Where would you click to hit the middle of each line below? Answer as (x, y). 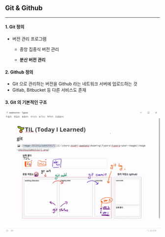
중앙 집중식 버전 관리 (39, 49)
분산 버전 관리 (32, 60)
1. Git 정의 (15, 27)
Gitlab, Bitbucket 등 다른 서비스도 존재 (49, 90)
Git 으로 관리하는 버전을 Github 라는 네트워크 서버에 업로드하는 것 (75, 84)
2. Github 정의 (19, 72)
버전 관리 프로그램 (29, 39)
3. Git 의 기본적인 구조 (26, 102)
